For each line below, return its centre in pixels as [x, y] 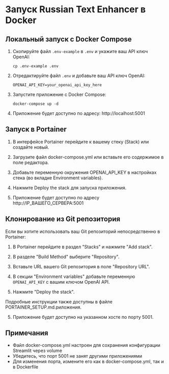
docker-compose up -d [35, 104]
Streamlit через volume [37, 350]
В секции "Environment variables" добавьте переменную [74, 276]
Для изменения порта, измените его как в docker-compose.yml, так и [88, 362]
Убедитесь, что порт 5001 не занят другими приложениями [77, 356]
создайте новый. [31, 147]
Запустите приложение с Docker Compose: [59, 95]
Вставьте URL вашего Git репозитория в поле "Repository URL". [81, 266]
